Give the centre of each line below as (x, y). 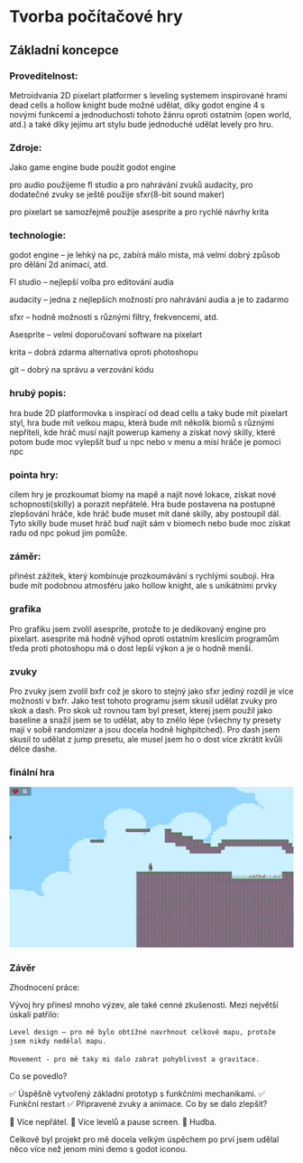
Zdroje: (26, 147)
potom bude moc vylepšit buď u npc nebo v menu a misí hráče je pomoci (145, 441)
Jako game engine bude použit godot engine (92, 167)
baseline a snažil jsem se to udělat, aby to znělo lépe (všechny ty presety (145, 720)
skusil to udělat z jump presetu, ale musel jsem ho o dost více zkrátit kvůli (146, 739)
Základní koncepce (64, 50)
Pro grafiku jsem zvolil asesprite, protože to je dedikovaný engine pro (138, 629)
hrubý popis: (38, 393)
